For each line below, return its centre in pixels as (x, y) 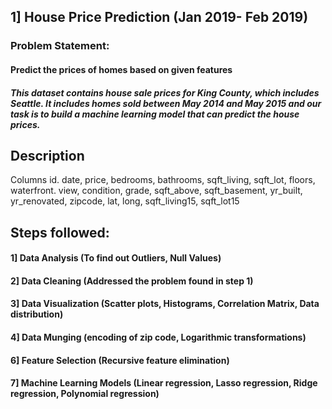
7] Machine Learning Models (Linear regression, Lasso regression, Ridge (164, 383)
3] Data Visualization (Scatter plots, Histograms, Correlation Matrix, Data (165, 304)
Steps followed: (60, 232)
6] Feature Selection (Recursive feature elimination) (120, 360)
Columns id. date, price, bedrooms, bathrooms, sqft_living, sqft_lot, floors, (163, 180)
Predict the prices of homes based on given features (121, 69)
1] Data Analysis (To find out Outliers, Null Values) (116, 258)
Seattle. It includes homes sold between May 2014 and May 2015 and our (166, 103)
